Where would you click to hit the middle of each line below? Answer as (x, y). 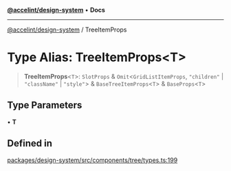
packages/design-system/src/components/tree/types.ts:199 (92, 160)
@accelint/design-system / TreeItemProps (67, 30)
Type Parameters (45, 105)
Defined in (30, 144)
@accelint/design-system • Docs (56, 10)
